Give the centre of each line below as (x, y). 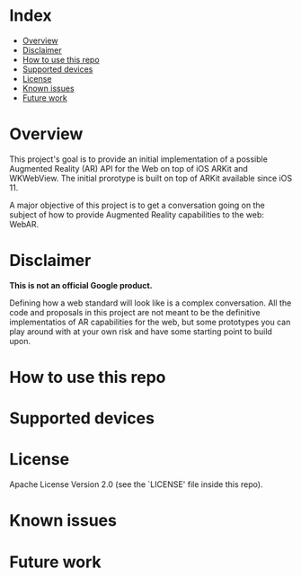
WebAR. (24, 224)
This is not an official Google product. (81, 285)
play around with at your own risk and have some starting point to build (141, 331)
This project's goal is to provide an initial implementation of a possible (138, 159)
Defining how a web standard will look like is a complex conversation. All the (150, 303)
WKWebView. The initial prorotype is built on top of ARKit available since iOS (151, 178)
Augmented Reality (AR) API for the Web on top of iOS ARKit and (129, 168)
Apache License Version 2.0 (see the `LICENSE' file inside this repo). (136, 484)
